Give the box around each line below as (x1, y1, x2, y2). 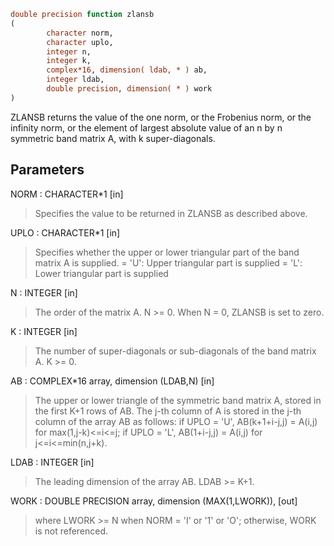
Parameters (10, 161, 85, 179)
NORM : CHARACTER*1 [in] (10, 188, 124, 200)
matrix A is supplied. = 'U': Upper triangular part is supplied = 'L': (34, 256, 303, 269)
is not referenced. (34, 525, 109, 537)
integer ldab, (46, 75, 105, 85)
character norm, (46, 28, 114, 38)
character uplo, (46, 37, 114, 47)
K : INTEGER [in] (10, 325, 78, 337)
